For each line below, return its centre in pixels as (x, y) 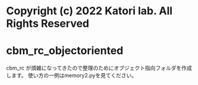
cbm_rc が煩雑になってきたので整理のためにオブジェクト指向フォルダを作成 (99, 68)
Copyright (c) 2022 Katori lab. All (89, 11)
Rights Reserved (48, 23)
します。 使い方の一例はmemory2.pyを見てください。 (72, 75)
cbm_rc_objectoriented (65, 51)
